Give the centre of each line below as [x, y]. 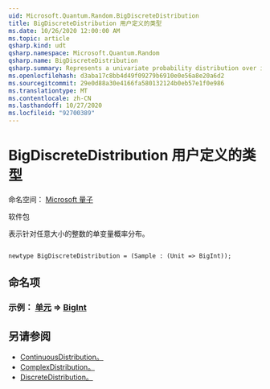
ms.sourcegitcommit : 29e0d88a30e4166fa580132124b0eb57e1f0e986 [117, 83]
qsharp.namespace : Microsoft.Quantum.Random [84, 53]
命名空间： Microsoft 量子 [51, 199]
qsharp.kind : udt [37, 46]
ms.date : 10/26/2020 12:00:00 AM [64, 31]
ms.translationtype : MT [48, 91]
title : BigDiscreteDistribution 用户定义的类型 [85, 23]
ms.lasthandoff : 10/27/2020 [55, 106]
